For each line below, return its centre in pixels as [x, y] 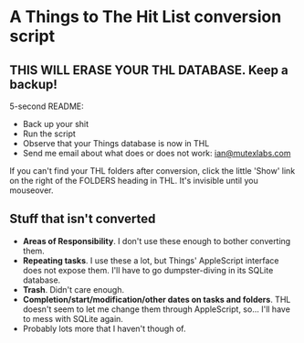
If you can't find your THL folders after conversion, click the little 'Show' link [152, 171]
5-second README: [47, 106]
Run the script [49, 134]
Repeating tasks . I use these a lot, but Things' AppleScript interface [151, 260]
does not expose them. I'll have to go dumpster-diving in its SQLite [148, 270]
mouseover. [31, 190]
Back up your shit [56, 124]
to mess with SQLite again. [73, 318]
